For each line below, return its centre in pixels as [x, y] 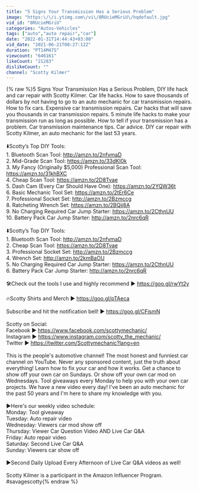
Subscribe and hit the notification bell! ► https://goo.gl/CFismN [83, 311]
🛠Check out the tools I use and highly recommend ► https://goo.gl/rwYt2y [98, 284]
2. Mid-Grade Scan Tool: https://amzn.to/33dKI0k [66, 161]
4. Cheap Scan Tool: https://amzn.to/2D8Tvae [62, 180]
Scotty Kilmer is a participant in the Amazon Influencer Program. [85, 476]
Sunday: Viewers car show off [43, 450]
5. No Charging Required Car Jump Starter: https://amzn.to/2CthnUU [90, 264]
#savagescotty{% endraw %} [42, 482]
